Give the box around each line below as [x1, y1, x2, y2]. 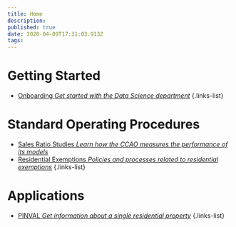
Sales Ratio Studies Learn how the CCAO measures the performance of [17, 140, 228, 148]
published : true [7, 24, 56, 31]
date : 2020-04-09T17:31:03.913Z [7, 30, 103, 38]
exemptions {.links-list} [17, 163, 86, 171]
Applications [7, 188, 85, 204]
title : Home [7, 10, 43, 18]
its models [17, 148, 48, 156]
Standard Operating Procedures [7, 116, 200, 133]
